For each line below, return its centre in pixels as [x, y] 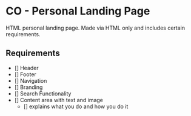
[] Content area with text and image [59, 100]
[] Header [26, 68]
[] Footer [25, 74]
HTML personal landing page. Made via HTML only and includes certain [95, 28]
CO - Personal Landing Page [78, 11]
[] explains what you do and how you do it [76, 106]
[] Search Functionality [43, 93]
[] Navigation [31, 80]
